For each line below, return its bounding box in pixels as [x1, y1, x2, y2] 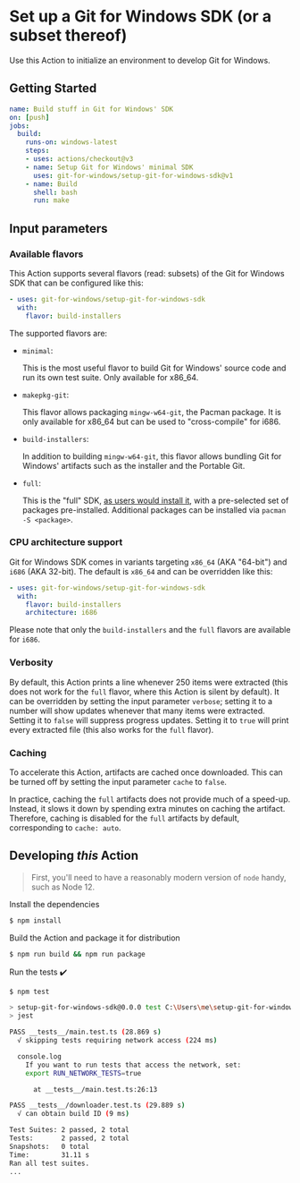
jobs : [9, 121, 29, 131]
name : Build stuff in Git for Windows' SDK [9, 105, 174, 114]
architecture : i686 [25, 609, 98, 617]
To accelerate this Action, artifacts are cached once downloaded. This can [9, 767, 283, 778]
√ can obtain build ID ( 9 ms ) [17, 1110, 129, 1119]
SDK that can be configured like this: [9, 277, 145, 288]
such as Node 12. [30, 881, 96, 892]
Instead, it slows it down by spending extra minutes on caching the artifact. [9, 803, 286, 813]
